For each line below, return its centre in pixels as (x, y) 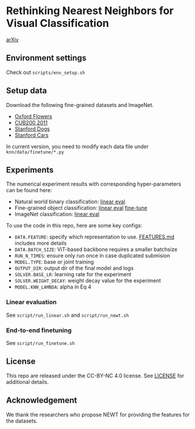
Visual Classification (58, 23)
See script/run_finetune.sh (41, 343)
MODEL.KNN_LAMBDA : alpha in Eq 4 (53, 287)
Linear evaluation (31, 302)
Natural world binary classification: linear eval (70, 202)
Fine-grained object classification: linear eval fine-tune (81, 208)
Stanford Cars (31, 135)
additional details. (27, 382)
